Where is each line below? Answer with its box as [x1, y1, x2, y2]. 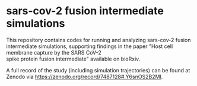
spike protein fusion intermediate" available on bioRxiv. [6, 55, 141, 62]
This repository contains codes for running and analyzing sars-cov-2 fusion [6, 36, 191, 43]
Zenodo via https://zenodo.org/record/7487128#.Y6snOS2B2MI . [6, 73, 163, 80]
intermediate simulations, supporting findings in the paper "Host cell [6, 43, 173, 50]
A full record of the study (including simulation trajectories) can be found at [6, 66, 190, 74]
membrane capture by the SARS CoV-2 [6, 49, 102, 56]
